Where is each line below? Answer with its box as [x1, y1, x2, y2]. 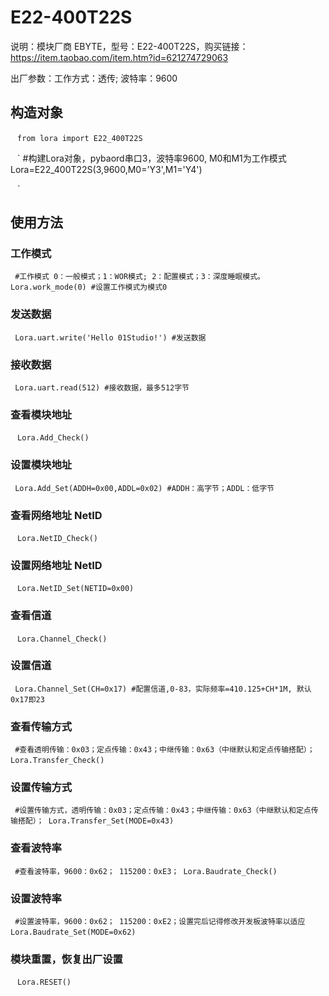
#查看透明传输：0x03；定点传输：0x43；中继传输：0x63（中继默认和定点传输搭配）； [14, 745, 315, 755]
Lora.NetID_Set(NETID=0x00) [17, 584, 135, 594]
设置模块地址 [10, 458, 73, 472]
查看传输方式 [10, 719, 73, 733]
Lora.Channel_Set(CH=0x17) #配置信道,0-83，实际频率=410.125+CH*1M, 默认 [14, 684, 312, 694]
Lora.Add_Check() [17, 433, 90, 443]
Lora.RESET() [17, 977, 72, 988]
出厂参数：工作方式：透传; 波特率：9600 [10, 72, 178, 84]
